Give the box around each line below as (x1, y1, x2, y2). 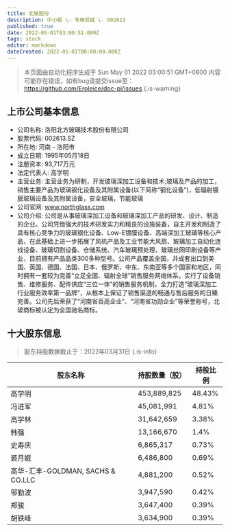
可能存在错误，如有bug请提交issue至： (23, 76, 134, 84)
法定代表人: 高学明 (16, 168, 69, 176)
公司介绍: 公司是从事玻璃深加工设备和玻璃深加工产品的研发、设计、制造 (16, 211, 219, 220)
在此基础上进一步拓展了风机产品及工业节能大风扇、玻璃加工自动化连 (29, 237, 221, 245)
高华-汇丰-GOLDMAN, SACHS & (10, 466, 116, 476)
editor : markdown (7, 42, 57, 49)
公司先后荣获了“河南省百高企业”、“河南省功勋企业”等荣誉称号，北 (35, 297, 220, 305)
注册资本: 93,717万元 (16, 159, 75, 168)
